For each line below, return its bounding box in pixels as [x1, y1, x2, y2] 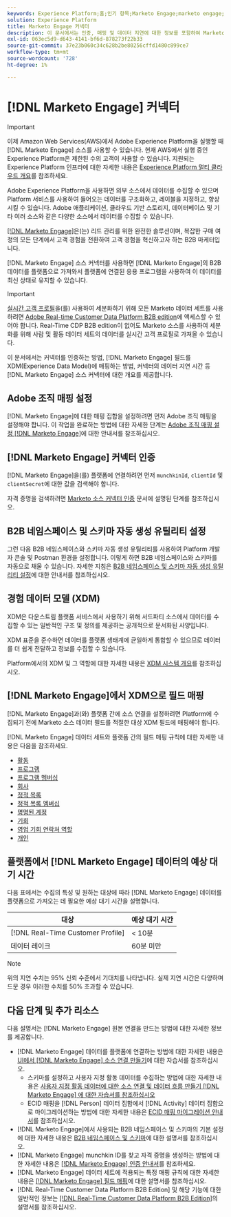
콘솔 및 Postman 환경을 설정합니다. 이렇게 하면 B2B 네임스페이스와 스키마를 [14, 554, 218, 561]
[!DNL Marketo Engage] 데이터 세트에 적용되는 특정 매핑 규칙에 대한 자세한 [16, 1168, 220, 1177]
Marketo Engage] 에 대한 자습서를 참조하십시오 [27, 1091, 156, 1099]
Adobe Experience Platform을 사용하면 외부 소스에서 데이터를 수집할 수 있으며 [7, 186, 219, 194]
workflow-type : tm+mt [7, 49, 69, 56]
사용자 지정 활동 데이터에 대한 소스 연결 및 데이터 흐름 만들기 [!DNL [40, 1082, 220, 1091]
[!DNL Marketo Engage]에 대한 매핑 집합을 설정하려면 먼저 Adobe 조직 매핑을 [7, 412, 217, 420]
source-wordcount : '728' [7, 55, 78, 62]
